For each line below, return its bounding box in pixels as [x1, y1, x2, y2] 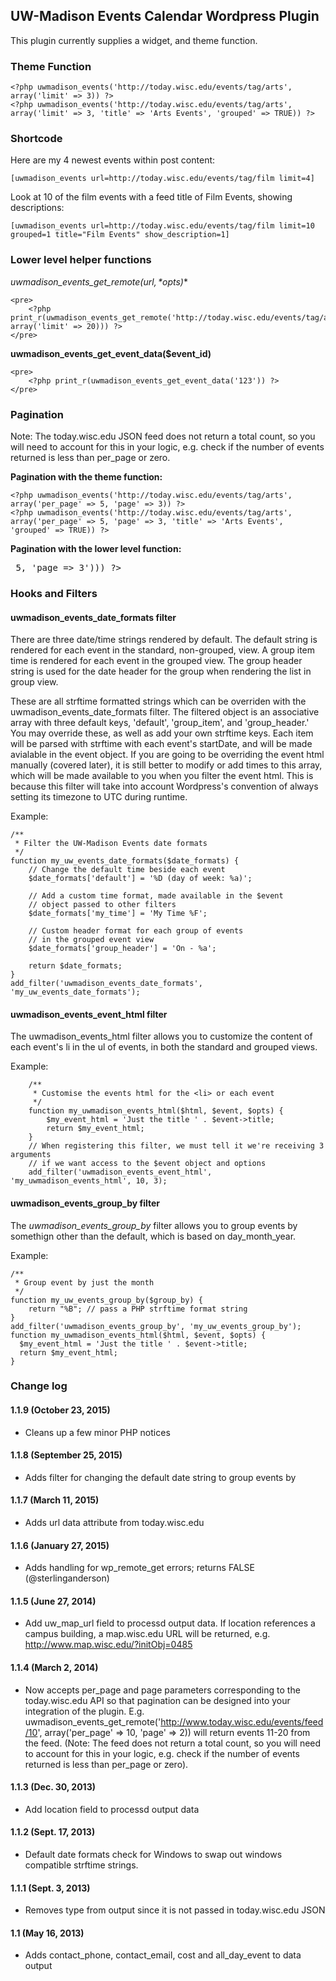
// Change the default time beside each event [28, 865, 226, 875]
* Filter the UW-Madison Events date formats [14, 839, 208, 849]
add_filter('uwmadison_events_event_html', [28, 1167, 213, 1178]
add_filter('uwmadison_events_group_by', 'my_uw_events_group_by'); [10, 1321, 302, 1331]
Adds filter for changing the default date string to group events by [24, 1471, 297, 1483]
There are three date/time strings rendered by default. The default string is [10, 634, 318, 646]
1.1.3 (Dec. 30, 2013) [10, 1781, 96, 1793]
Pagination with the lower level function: [10, 543, 182, 554]
